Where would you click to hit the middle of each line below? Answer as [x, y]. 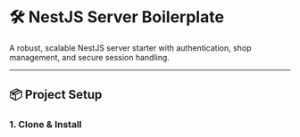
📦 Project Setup [56, 95]
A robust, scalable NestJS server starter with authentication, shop [130, 48]
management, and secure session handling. [89, 57]
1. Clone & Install [46, 125]
